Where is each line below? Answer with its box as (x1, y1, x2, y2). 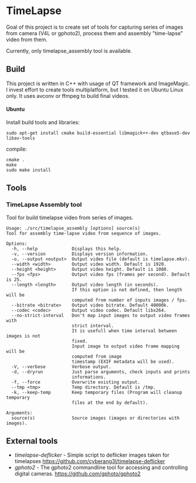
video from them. (6, 36, 48, 43)
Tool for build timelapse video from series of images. (6, 214, 134, 221)
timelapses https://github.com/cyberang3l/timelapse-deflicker (14, 458, 165, 465)
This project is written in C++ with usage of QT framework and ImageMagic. (6, 80, 190, 87)
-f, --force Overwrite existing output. (11, 379, 141, 385)
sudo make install (6, 167, 51, 173)
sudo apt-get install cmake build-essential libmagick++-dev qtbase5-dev (6, 130, 191, 136)
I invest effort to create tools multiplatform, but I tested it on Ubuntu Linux (6, 86, 184, 93)
